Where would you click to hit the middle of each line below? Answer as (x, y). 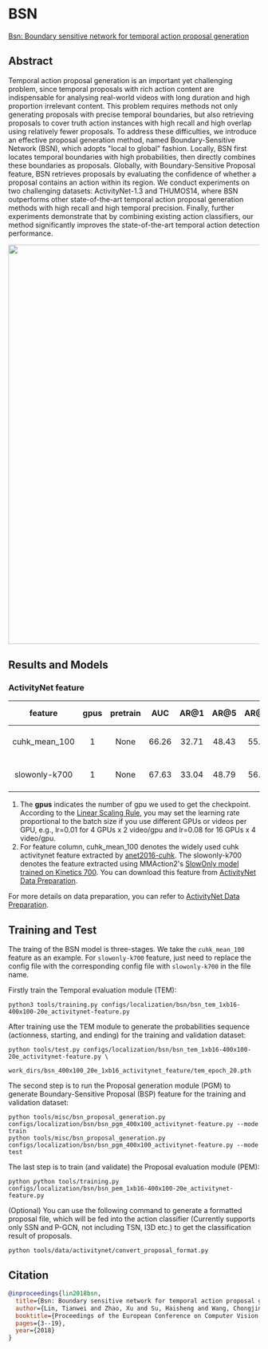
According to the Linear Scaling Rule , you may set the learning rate (130, 813)
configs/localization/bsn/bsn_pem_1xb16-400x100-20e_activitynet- (121, 1189)
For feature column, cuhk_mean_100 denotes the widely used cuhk (129, 847)
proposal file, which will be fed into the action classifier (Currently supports (132, 1219)
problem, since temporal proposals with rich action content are (111, 89)
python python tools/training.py (64, 1182)
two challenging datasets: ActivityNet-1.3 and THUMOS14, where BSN (123, 191)
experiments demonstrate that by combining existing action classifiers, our (131, 216)
